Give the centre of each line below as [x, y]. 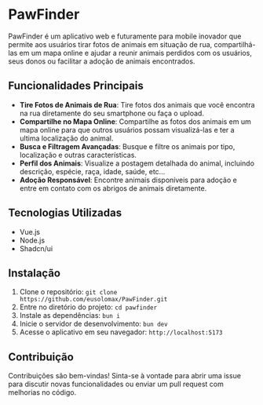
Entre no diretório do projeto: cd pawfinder [88, 307]
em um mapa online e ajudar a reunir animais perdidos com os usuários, [136, 53]
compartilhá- [235, 44]
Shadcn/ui [36, 248]
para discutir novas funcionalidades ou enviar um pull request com [116, 384]
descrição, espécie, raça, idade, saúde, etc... [92, 171]
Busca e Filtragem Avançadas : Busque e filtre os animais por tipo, [127, 146]
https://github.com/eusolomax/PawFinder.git [93, 300]
